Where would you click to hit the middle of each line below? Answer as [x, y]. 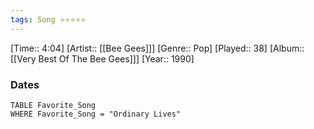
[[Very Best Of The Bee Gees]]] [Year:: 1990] [102, 58]
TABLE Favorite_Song [53, 105]
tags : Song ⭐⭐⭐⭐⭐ [48, 19]
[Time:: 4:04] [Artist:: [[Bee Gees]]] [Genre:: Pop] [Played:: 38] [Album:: [157, 48]
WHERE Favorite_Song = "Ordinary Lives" [96, 114]
